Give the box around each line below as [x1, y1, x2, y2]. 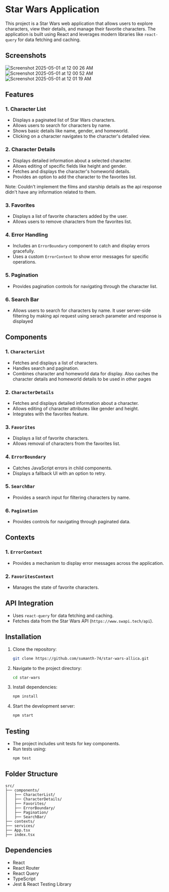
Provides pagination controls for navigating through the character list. [12, 283, 158, 289]
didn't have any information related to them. [5, 189, 97, 195]
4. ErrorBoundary [5, 453, 47, 460]
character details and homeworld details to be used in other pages [12, 376, 151, 382]
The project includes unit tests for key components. [12, 741, 120, 747]
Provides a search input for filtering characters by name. [12, 494, 131, 500]
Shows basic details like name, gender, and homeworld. [12, 128, 129, 134]
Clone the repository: [12, 646, 57, 652]
